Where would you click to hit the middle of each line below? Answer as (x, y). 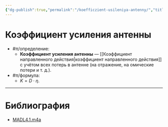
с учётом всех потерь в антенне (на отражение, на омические (87, 65)
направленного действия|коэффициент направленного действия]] (91, 59)
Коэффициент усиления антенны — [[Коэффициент (76, 54)
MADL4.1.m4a (27, 119)
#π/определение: (31, 49)
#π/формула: (26, 75)
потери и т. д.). (35, 70)
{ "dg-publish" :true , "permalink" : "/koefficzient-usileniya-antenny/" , (79, 10)
